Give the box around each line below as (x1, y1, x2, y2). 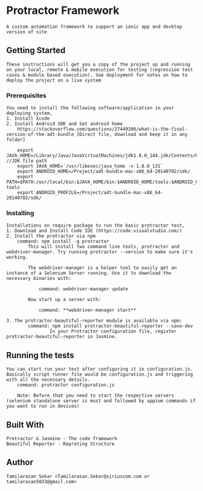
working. (6, 255, 28, 261)
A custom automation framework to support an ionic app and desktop (6, 24, 182, 30)
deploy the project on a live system (6, 77, 101, 83)
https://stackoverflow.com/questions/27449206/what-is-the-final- (17, 126, 188, 132)
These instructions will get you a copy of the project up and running (6, 61, 190, 67)
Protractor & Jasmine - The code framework (6, 435, 118, 441)
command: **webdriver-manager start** (38, 307, 137, 313)
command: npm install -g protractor (17, 238, 110, 245)
